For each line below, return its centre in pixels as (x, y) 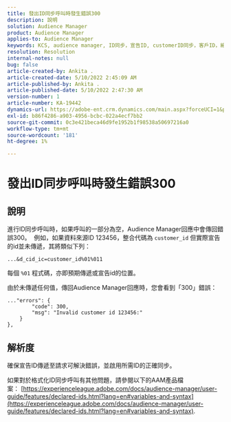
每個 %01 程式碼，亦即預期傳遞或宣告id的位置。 (73, 273)
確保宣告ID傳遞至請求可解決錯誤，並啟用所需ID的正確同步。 (91, 365)
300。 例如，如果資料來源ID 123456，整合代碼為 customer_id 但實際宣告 (117, 238)
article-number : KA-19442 (44, 103)
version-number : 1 (33, 97)
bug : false (23, 65)
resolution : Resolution (41, 52)
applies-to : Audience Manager (51, 39)
